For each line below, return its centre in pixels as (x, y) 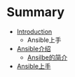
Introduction (34, 31)
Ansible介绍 (34, 48)
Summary (35, 12)
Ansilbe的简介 (47, 57)
